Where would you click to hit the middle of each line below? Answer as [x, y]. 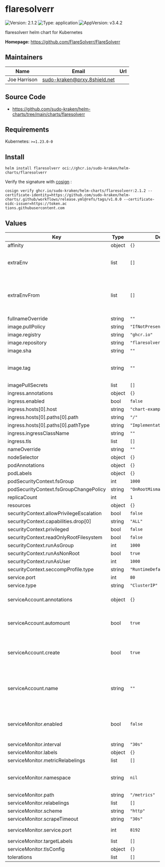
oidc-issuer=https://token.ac [36, 204]
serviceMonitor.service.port [40, 830]
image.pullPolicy [27, 327]
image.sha [20, 351]
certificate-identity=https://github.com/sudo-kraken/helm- [68, 195]
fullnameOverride [28, 319]
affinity [15, 245]
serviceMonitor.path [31, 795]
